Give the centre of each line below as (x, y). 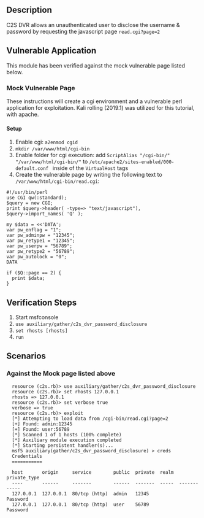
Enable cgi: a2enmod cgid (47, 142)
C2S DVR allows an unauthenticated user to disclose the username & (93, 25)
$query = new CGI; (30, 203)
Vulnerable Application (51, 51)
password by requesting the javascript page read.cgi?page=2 (83, 31)
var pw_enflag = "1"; (34, 230)
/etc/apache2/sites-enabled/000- (132, 162)
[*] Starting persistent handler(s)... (63, 445)
